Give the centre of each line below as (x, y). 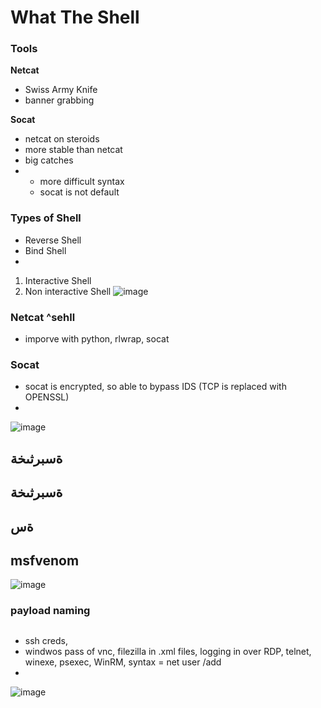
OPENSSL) (47, 397)
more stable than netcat (73, 150)
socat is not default (79, 192)
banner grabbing (59, 100)
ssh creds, (46, 640)
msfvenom (45, 560)
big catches (49, 160)
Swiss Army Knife (61, 90)
